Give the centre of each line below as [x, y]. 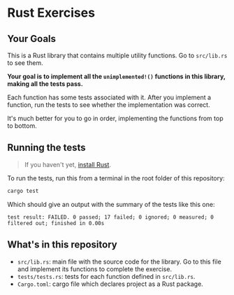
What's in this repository [62, 245]
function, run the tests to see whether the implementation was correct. [109, 105]
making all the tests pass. [45, 84]
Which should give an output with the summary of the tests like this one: [111, 204]
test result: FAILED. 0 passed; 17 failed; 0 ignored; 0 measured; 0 [111, 217]
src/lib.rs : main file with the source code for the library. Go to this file [119, 261]
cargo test [23, 191]
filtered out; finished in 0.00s [56, 223]
